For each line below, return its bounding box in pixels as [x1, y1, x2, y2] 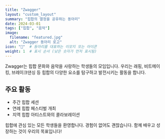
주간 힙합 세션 [12, 99, 39, 105]
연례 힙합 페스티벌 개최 [12, 105, 56, 112]
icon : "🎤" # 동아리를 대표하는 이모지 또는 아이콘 [5, 44, 97, 49]
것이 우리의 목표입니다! [18, 129, 62, 135]
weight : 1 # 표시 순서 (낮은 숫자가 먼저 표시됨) [5, 49, 97, 54]
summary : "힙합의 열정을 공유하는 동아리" [5, 16, 81, 21]
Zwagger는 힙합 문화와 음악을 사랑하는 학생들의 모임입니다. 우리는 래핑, [5, 63, 143, 69]
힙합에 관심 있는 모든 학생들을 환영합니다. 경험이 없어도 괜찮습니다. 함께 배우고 [5, 122, 156, 128]
